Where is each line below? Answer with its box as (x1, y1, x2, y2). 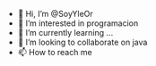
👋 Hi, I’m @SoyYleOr (17, 9, 94, 19)
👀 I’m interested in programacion (17, 18, 139, 29)
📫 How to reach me (17, 47, 92, 57)
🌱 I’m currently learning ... (17, 28, 114, 37)
